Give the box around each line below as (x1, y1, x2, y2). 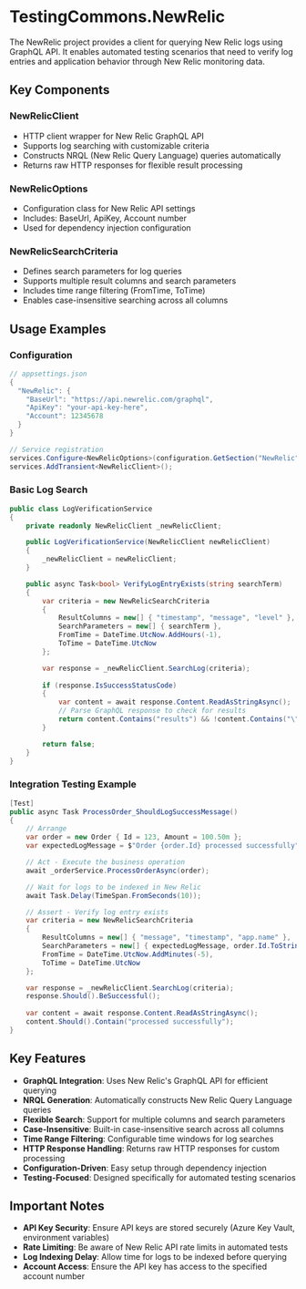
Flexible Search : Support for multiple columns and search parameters (22, 1114, 286, 1125)
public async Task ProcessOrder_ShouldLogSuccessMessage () (9, 807, 239, 817)
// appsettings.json (9, 369, 88, 378)
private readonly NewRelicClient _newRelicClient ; (25, 521, 222, 531)
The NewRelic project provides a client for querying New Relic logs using (9, 36, 283, 47)
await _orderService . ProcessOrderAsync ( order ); (25, 866, 209, 875)
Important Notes (9, 1198, 105, 1213)
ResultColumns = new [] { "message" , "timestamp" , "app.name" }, (42, 933, 291, 943)
